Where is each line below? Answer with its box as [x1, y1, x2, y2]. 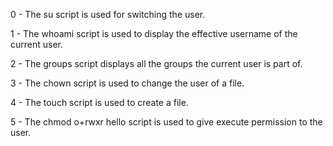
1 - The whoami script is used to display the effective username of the [10, 28, 298, 39]
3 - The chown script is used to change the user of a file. [10, 77, 245, 89]
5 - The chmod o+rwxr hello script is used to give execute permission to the [10, 116, 323, 128]
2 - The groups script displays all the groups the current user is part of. [10, 58, 303, 69]
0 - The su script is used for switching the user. [10, 9, 206, 20]
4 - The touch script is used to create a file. [10, 97, 189, 108]
